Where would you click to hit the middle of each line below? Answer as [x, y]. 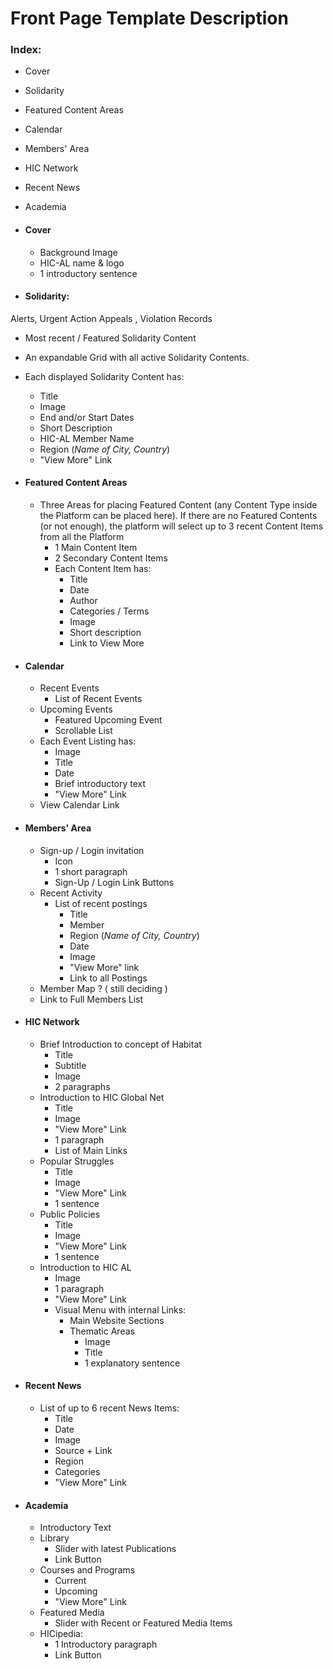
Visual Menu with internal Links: [120, 1309]
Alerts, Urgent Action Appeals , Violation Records [111, 318]
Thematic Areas [102, 1331]
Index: [26, 50]
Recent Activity [71, 893]
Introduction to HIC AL [85, 1267]
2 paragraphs [82, 1086]
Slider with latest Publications [115, 1549]
